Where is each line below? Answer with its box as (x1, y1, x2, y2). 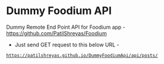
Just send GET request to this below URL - (14, 41, 119, 48)
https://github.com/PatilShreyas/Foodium (6, 29, 107, 36)
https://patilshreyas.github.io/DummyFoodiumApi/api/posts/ (6, 52, 159, 58)
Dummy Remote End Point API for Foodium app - (6, 23, 126, 31)
